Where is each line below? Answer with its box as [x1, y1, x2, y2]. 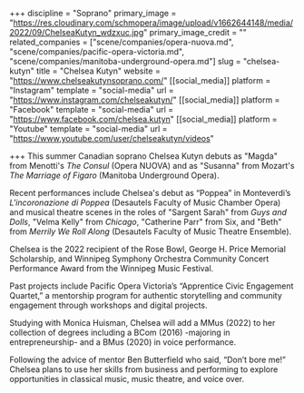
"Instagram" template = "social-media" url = [9, 85, 174, 95]
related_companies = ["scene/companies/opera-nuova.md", [9, 36, 234, 47]
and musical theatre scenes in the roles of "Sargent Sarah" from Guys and [9, 207, 288, 217]
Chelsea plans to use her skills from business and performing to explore [9, 364, 279, 375]
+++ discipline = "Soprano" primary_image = [9, 8, 177, 18]
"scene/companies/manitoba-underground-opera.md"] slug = [9, 56, 242, 66]
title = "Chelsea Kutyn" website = [35, 65, 161, 76]
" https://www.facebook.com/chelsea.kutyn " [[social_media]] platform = [9, 113, 279, 124]
